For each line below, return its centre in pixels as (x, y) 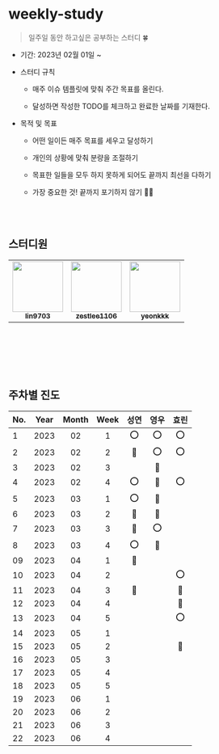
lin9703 (38, 316)
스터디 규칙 (38, 72)
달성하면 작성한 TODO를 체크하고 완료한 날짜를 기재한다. (121, 106)
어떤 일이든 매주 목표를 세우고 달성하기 (93, 140)
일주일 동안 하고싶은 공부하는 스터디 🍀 (88, 37)
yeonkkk (155, 316)
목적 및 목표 (39, 123)
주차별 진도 (34, 396)
